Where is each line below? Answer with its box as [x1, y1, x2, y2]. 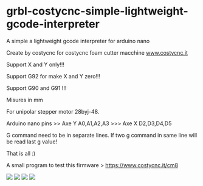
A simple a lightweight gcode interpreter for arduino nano [6, 37, 150, 44]
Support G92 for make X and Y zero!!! [6, 72, 101, 80]
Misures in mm [6, 96, 44, 103]
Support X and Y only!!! [6, 61, 65, 68]
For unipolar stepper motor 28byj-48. [6, 108, 100, 115]
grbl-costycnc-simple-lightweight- [6, 4, 188, 18]
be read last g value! [6, 138, 58, 145]
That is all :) [6, 150, 36, 157]
